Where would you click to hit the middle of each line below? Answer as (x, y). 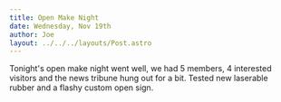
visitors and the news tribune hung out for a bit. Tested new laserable (139, 79)
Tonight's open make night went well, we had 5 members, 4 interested (140, 69)
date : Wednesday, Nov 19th (60, 26)
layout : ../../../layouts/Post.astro (81, 43)
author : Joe (32, 34)
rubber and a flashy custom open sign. (82, 88)
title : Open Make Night (54, 18)
